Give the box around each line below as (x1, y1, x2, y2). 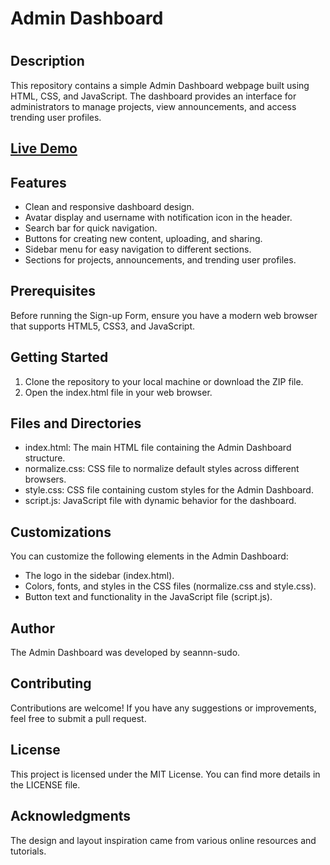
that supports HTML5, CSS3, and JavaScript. (10, 320, 196, 332)
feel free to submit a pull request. (10, 712, 147, 724)
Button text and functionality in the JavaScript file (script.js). (24, 591, 273, 603)
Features (10, 174, 67, 191)
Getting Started (10, 349, 109, 366)
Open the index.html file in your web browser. (24, 386, 213, 398)
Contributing (10, 675, 92, 692)
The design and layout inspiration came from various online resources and (10, 834, 317, 846)
